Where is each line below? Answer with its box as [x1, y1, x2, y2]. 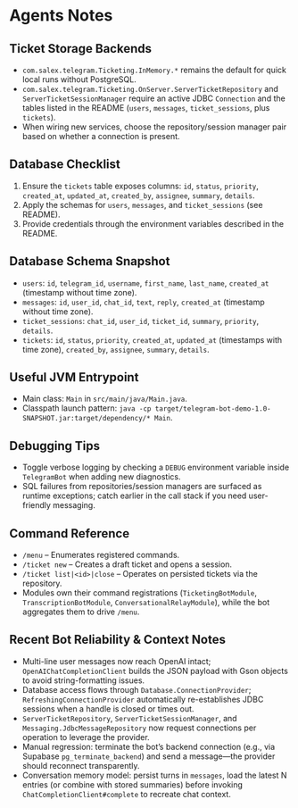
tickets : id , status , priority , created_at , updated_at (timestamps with [21, 334, 283, 345]
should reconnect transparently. [21, 760, 140, 771]
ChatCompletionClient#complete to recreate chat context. [21, 788, 232, 799]
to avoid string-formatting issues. [21, 675, 145, 686]
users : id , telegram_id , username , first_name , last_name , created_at [21, 278, 269, 288]
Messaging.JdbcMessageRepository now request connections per [21, 722, 257, 733]
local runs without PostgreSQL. [21, 74, 137, 85]
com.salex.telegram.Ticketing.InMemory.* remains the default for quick [21, 64, 287, 75]
